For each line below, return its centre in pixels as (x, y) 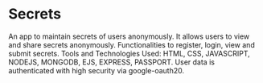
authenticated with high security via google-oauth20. (97, 70)
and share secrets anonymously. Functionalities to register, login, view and (131, 44)
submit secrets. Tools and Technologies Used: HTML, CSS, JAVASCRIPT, (129, 53)
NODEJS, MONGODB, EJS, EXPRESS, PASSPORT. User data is (112, 62)
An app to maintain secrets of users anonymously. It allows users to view (129, 36)
